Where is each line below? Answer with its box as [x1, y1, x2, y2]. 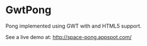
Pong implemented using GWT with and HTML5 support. [5, 22, 142, 29]
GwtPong [5, 3, 52, 17]
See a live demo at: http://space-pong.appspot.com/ [5, 33, 132, 40]
